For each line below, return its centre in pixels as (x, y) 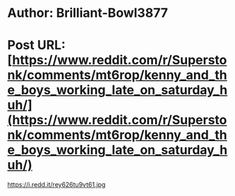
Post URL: (36, 45)
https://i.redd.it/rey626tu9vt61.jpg (56, 185)
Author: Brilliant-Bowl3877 (88, 13)
